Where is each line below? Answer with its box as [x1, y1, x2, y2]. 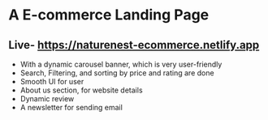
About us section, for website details [19, 85, 144, 95]
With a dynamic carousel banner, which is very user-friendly [19, 59, 223, 69]
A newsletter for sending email [19, 103, 123, 112]
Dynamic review [19, 94, 75, 103]
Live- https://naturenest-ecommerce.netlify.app [8, 38, 260, 52]
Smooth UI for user [19, 77, 84, 86]
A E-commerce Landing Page [8, 6, 210, 24]
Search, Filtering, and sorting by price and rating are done [19, 68, 214, 78]
